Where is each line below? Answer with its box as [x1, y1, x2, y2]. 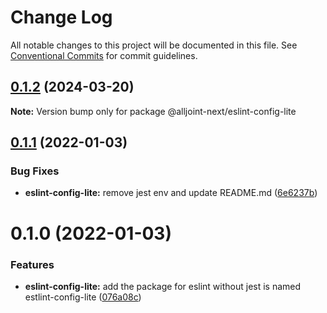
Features [10, 257, 55, 271]
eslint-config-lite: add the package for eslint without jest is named [24, 280, 302, 292]
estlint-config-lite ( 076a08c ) [24, 291, 142, 303]
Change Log [10, 6, 113, 29]
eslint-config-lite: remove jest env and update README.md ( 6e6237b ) [24, 187, 318, 199]
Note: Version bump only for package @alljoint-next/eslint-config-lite [10, 105, 297, 117]
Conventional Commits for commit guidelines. [10, 49, 198, 61]
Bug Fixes [10, 164, 60, 178]
